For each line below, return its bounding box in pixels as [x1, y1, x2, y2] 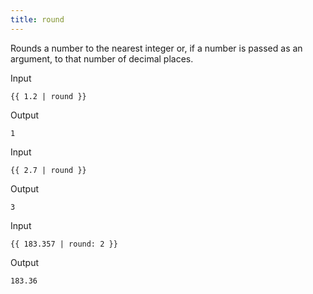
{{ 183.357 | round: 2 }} [10, 239, 118, 249]
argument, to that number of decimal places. [10, 52, 194, 65]
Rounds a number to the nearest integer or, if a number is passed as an [10, 42, 303, 54]
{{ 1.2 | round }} [10, 91, 87, 101]
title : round [10, 14, 65, 25]
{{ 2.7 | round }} [10, 165, 87, 175]
